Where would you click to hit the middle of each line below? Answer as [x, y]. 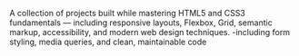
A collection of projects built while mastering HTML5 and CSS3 [127, 13]
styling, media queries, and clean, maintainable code [108, 42]
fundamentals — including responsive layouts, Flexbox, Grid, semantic [141, 23]
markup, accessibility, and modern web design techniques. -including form [150, 32]
